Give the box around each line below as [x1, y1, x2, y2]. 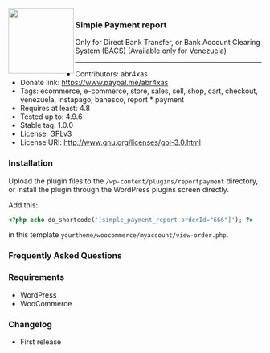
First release [19, 337, 62, 347]
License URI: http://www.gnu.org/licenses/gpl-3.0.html [19, 138, 201, 147]
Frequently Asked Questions [8, 250, 122, 261]
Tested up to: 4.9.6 [19, 112, 83, 121]
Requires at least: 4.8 [19, 104, 91, 113]
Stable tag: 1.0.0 [19, 121, 74, 130]
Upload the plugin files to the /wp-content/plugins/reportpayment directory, [8, 176, 259, 186]
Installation [8, 158, 54, 169]
